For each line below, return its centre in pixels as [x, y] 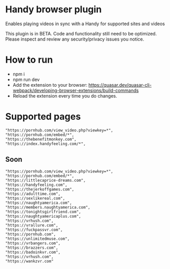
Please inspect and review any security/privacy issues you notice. [75, 39]
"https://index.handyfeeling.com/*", [46, 144]
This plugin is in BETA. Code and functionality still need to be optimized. [81, 33]
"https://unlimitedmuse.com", [38, 239]
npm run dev [26, 79]
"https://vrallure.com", [32, 225]
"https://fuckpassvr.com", [34, 229]
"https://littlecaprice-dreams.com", [46, 180]
